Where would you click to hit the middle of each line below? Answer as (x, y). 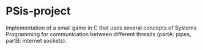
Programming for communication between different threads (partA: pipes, (98, 34)
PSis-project (38, 11)
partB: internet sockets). (36, 40)
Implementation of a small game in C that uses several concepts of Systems (101, 28)
